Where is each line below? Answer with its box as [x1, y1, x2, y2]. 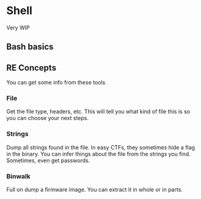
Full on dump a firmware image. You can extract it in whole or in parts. [6, 186, 183, 193]
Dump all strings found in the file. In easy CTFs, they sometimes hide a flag [6, 143, 196, 151]
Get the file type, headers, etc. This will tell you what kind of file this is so [6, 108, 191, 115]
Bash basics [6, 42, 54, 52]
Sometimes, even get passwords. [6, 157, 90, 164]
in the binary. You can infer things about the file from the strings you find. [6, 150, 191, 157]
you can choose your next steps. [6, 115, 89, 122]
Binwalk [6, 172, 31, 181]
